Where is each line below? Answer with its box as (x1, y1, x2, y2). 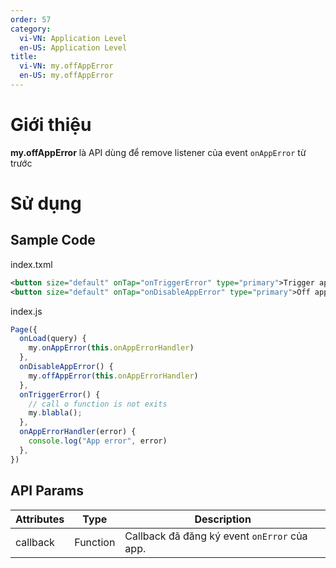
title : (10, 52, 38, 62)
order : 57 (10, 14, 52, 25)
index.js (10, 305, 43, 317)
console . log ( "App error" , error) (28, 436, 168, 446)
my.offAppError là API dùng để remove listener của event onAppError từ (10, 146, 307, 158)
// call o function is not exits (28, 399, 168, 409)
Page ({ (10, 324, 38, 335)
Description (194, 512, 252, 526)
